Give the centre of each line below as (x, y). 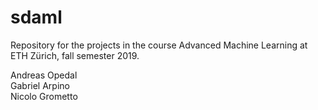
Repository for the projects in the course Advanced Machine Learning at (159, 45)
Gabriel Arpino (40, 85)
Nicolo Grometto (44, 96)
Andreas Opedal (44, 75)
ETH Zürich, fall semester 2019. (75, 55)
